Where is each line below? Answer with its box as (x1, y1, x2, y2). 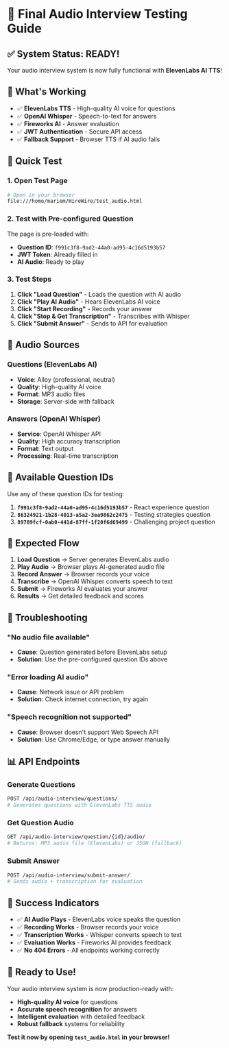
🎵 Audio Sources (7, 339, 80, 351)
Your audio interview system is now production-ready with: (7, 984, 174, 992)
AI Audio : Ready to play (16, 257, 84, 266)
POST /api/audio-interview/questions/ (7, 795, 118, 803)
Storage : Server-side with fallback (16, 397, 114, 405)
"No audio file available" (7, 632, 91, 642)
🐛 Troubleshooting (7, 611, 88, 623)
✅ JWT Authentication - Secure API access (16, 127, 143, 136)
